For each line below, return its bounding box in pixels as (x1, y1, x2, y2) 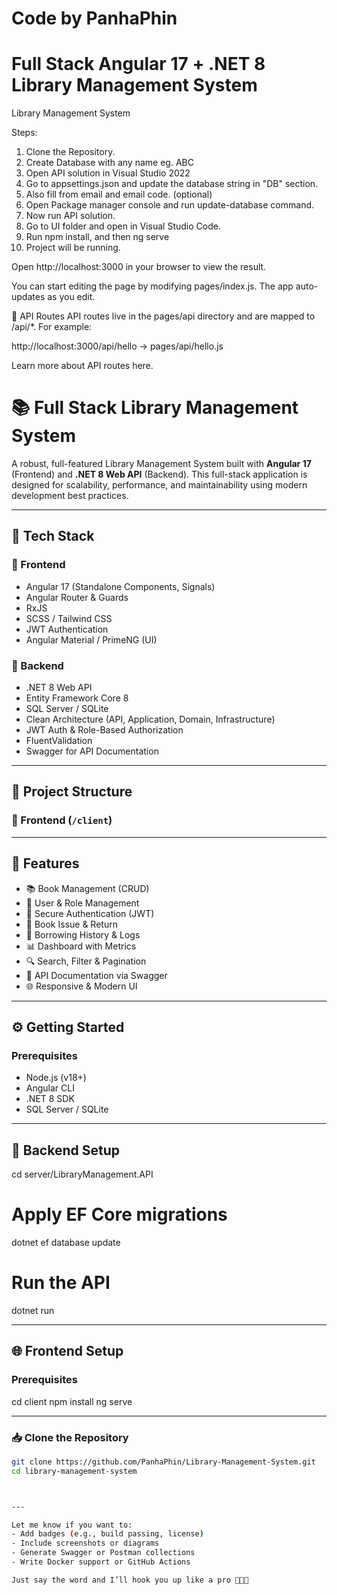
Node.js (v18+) (25, 1072, 87, 1084)
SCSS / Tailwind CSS (25, 612, 113, 624)
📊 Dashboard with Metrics (25, 940, 137, 952)
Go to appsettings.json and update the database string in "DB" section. (25, 178, 319, 190)
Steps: (11, 127, 38, 139)
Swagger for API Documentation (25, 745, 159, 757)
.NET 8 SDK (25, 1093, 75, 1105)
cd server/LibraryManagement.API (11, 1168, 154, 1181)
